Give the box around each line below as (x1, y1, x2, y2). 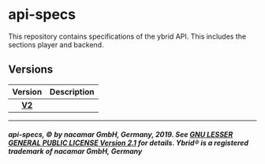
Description (50, 86, 95, 97)
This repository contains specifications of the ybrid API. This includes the (8, 32, 247, 41)
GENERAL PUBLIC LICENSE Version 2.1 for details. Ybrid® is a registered (8, 138, 249, 147)
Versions (8, 63, 54, 76)
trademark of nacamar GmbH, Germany (8, 147, 143, 156)
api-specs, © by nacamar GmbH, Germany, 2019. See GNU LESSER (8, 130, 233, 140)
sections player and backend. (8, 39, 104, 49)
